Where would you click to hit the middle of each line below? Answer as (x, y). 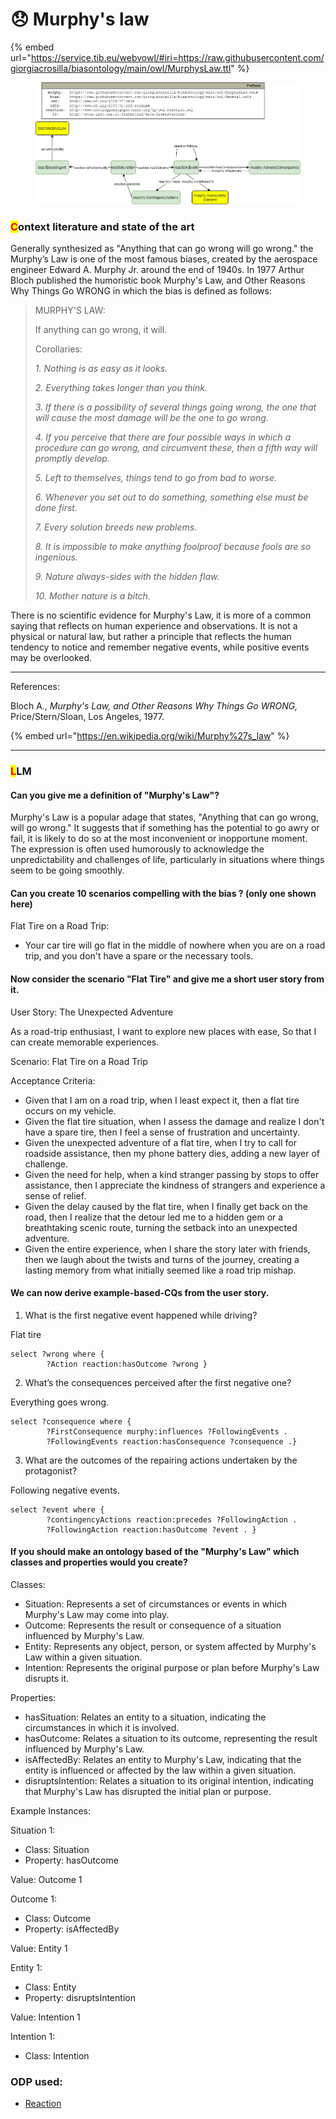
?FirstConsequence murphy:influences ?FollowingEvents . (167, 1431)
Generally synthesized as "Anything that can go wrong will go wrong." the (162, 249)
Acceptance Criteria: (53, 1080)
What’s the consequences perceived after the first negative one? (158, 1382)
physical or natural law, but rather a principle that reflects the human (151, 637)
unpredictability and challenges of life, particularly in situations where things (167, 860)
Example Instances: (51, 1811)
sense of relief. (55, 1195)
